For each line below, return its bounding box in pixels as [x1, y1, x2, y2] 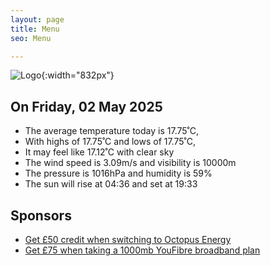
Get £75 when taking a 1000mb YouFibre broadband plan [24, 244, 261, 256]
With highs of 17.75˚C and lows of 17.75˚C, [24, 136, 196, 148]
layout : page [10, 14, 65, 25]
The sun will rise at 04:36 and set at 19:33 [24, 178, 198, 190]
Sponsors [10, 207, 72, 224]
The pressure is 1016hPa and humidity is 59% [24, 167, 213, 180]
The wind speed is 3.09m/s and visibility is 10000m [24, 157, 237, 169]
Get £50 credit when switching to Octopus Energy [24, 234, 232, 245]
